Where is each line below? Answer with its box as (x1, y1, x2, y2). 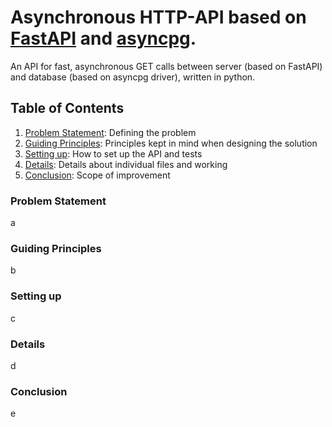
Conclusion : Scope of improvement (24, 169, 171, 181)
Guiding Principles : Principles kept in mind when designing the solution (24, 137, 318, 149)
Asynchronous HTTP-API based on (10, 6, 307, 29)
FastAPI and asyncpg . (10, 27, 197, 50)
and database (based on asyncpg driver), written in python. (10, 71, 256, 83)
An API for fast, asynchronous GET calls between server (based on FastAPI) (10, 60, 323, 72)
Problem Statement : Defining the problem (24, 126, 197, 138)
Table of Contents (10, 100, 125, 117)
